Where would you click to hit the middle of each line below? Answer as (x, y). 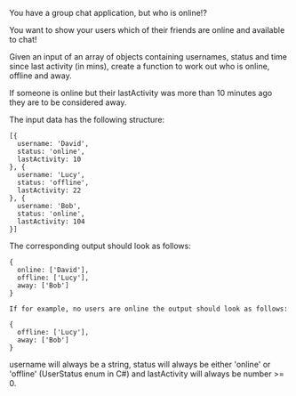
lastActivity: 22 (49, 190)
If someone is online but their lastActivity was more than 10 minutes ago (141, 93)
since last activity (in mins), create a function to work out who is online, (140, 66)
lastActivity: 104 (52, 222)
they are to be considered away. (68, 102)
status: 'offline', (53, 182)
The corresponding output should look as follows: (100, 246)
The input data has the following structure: (87, 120)
